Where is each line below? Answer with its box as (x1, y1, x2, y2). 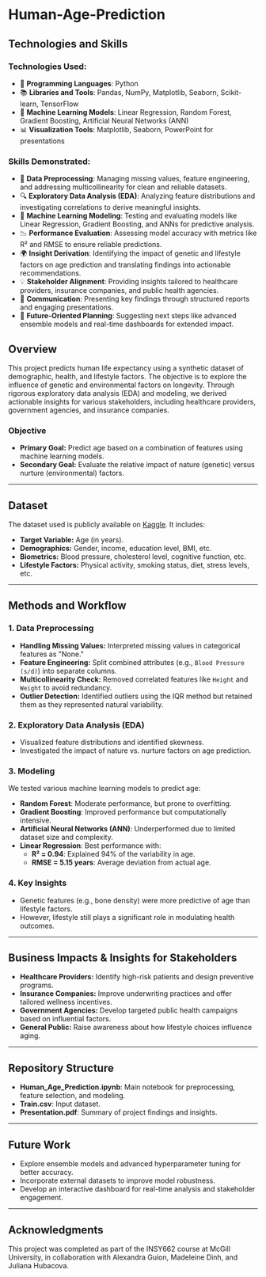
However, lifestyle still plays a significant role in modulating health (19, 912, 235, 922)
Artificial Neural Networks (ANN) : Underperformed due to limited (19, 824, 236, 834)
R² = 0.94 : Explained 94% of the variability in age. (31, 849, 196, 859)
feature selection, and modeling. (19, 1091, 126, 1100)
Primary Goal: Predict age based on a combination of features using (19, 443, 244, 453)
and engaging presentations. (19, 302, 114, 312)
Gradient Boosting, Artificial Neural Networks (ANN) (19, 116, 189, 125)
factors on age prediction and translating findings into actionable (19, 260, 231, 270)
